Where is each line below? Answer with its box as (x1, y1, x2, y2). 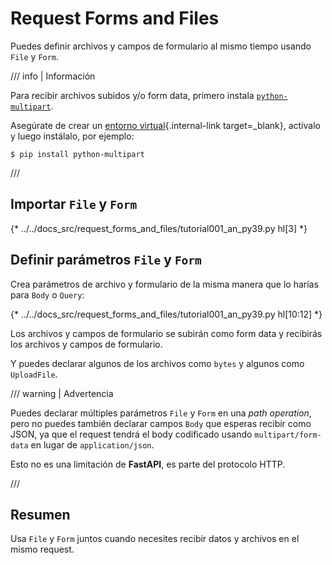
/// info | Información (10, 70, 96, 82)
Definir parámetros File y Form (10, 252, 202, 269)
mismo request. (10, 543, 75, 556)
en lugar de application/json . (30, 438, 155, 451)
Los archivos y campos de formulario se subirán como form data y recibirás (10, 327, 323, 339)
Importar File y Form (10, 196, 138, 213)
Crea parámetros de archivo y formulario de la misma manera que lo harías (10, 278, 319, 290)
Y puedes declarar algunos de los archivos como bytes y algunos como (10, 357, 305, 369)
